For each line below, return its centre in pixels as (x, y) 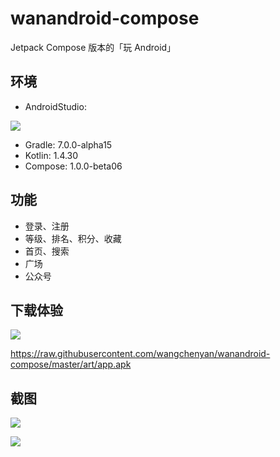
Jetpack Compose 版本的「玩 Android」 (93, 47)
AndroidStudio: (55, 106)
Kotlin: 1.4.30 (51, 155)
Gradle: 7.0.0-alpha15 (68, 144)
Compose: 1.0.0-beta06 (73, 166)
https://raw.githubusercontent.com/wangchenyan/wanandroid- (140, 354)
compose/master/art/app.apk (71, 364)
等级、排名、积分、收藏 (73, 238)
